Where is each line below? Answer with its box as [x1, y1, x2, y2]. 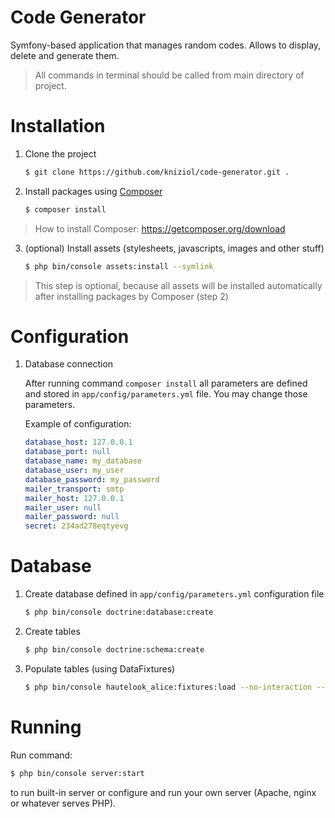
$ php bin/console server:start [10, 768, 145, 778]
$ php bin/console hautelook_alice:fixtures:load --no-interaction [24, 682, 312, 692]
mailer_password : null [24, 512, 120, 522]
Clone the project [24, 147, 97, 160]
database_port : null [24, 447, 111, 457]
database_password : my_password [24, 474, 160, 485]
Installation [10, 115, 106, 138]
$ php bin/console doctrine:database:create [24, 607, 214, 618]
